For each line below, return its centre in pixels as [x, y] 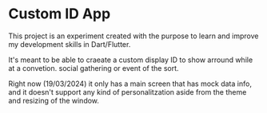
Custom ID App [60, 14]
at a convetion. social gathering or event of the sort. [94, 68]
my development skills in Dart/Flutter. [70, 44]
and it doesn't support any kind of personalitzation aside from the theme [128, 92]
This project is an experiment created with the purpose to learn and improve [133, 36]
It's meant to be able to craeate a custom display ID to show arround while [131, 60]
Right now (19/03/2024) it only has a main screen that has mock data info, [130, 84]
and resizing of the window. [54, 100]
